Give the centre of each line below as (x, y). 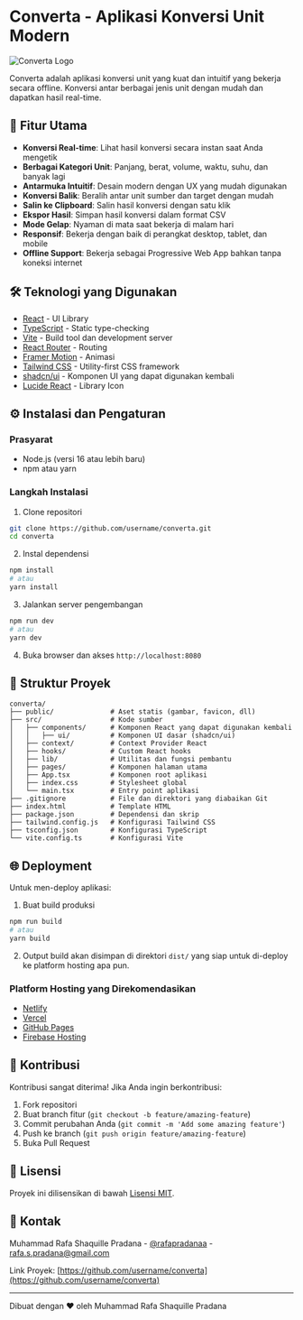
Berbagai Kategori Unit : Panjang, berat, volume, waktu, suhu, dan (145, 166)
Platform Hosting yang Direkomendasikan (103, 988)
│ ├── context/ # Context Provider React (108, 743)
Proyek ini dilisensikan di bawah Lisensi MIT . (92, 1193)
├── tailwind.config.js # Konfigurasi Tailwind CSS (113, 823)
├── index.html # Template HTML (90, 807)
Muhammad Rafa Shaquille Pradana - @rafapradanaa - (111, 1243)
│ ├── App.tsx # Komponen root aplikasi (108, 775)
